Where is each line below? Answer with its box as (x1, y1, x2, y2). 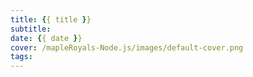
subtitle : (10, 24, 52, 34)
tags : (10, 52, 33, 62)
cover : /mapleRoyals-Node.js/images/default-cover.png (10, 42, 244, 53)
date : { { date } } (10, 33, 83, 43)
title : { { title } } (10, 14, 92, 25)
